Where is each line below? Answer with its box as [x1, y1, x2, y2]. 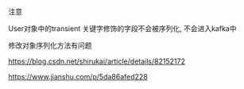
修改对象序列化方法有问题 [8, 41, 92, 50]
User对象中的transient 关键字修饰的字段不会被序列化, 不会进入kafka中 [8, 24, 237, 33]
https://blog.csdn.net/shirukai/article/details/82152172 [8, 56, 185, 66]
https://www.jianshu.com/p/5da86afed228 [8, 72, 149, 81]
